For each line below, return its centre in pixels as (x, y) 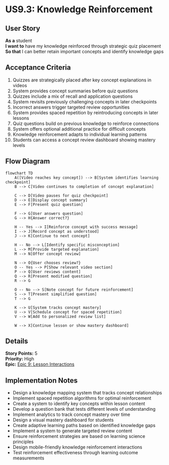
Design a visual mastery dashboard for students (63, 420)
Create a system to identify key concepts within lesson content (79, 404)
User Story (23, 28)
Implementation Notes (42, 380)
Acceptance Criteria (38, 68)
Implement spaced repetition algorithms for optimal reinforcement (82, 398)
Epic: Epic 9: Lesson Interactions (40, 364)
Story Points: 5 (21, 353)
